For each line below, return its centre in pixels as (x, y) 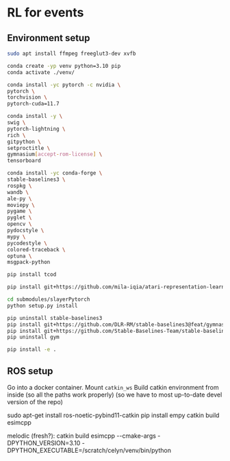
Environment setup (49, 38)
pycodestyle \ (27, 243)
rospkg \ (20, 186)
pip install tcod (32, 275)
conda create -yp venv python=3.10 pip (64, 66)
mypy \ (16, 237)
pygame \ (20, 211)
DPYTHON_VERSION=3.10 (44, 443)
